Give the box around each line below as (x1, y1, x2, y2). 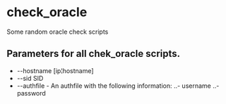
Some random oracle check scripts (6, 27, 109, 36)
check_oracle (6, 4, 88, 20)
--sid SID (16, 74, 44, 82)
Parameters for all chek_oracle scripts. (6, 48, 181, 60)
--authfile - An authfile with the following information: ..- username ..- (16, 82, 220, 90)
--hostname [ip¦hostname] (16, 66, 94, 74)
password (16, 89, 47, 97)
